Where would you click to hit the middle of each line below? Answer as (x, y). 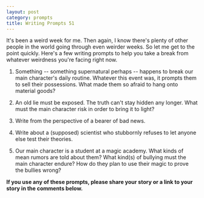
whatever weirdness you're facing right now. (62, 60)
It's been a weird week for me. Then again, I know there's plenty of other (97, 41)
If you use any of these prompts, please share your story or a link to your (100, 182)
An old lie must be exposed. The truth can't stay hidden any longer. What (106, 103)
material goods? (35, 91)
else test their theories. (44, 139)
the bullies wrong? (38, 170)
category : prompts (29, 18)
